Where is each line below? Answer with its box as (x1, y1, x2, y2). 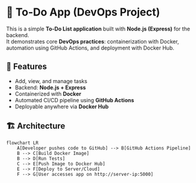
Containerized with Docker (14, 90, 82, 97)
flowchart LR (6, 140, 39, 146)
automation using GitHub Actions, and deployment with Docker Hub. (6, 44, 174, 51)
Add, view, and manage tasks (14, 77, 88, 84)
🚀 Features (6, 62, 47, 72)
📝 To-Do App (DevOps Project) (6, 5, 160, 19)
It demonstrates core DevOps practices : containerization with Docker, (6, 38, 179, 45)
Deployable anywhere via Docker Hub (14, 103, 109, 110)
